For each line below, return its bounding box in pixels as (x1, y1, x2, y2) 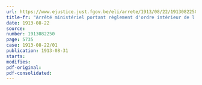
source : (6, 25, 26, 32)
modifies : (6, 59, 31, 65)
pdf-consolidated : (6, 70, 52, 76)
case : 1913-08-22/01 (6, 42, 58, 48)
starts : (6, 53, 26, 59)
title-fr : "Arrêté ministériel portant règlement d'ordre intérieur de (6, 14, 189, 20)
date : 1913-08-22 (6, 20, 50, 26)
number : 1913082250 (6, 31, 55, 37)
